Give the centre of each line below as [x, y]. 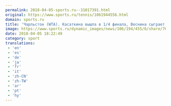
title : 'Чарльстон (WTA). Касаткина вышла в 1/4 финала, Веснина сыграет [85, 24]
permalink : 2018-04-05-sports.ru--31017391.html [58, 10]
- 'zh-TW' [18, 81]
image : [12, 29]
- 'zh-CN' [18, 76]
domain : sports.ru [25, 19]
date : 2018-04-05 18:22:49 [34, 34]
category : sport [22, 39]
